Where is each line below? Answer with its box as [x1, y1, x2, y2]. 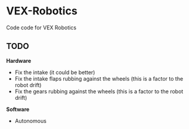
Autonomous [14, 117, 47, 124]
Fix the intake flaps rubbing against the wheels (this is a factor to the [14, 75, 184, 82]
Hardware [6, 57, 32, 64]
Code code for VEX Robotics [6, 24, 76, 31]
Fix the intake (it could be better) [14, 69, 95, 76]
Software [6, 106, 30, 113]
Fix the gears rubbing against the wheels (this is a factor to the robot [14, 88, 184, 95]
